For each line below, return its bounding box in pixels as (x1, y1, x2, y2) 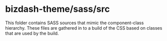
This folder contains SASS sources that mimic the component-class (5, 20, 144, 26)
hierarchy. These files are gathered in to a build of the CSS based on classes (5, 25, 163, 31)
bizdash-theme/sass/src (5, 3, 110, 15)
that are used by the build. (5, 30, 59, 36)
